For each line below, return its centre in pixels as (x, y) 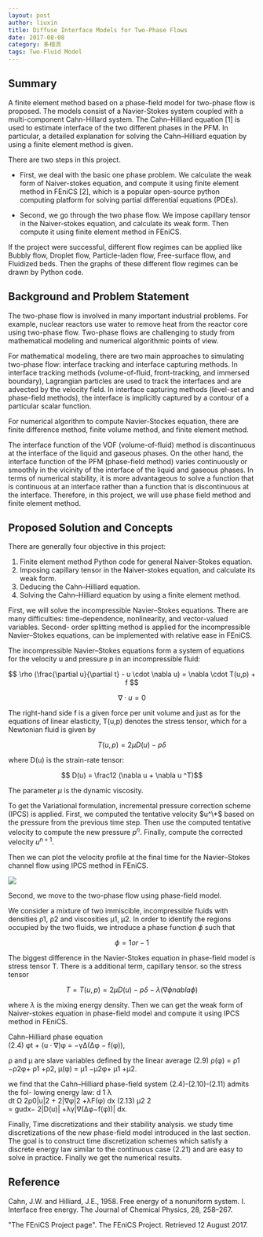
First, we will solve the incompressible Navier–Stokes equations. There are (128, 610)
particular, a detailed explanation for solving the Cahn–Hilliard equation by (128, 136)
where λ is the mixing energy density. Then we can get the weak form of (126, 1005)
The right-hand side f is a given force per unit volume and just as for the (124, 713)
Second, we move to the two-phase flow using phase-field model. (115, 895)
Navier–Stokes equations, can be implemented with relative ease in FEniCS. (130, 635)
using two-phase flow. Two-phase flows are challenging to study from (122, 332)
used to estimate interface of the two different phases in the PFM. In (119, 127)
